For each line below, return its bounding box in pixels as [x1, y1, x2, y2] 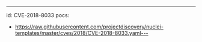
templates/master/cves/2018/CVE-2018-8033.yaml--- [14, 30, 148, 36]
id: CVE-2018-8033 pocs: [6, 12, 70, 18]
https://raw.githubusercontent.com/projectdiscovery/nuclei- [14, 23, 164, 30]
